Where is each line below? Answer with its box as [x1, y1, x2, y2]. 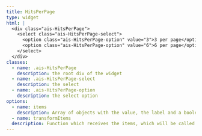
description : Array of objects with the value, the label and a [17, 110, 182, 116]
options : [6, 98, 28, 104]
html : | [6, 20, 26, 26]
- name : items [11, 104, 47, 110]
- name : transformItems [11, 115, 71, 121]
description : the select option [17, 93, 98, 99]
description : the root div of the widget [17, 70, 122, 76]
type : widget [6, 14, 39, 20]
